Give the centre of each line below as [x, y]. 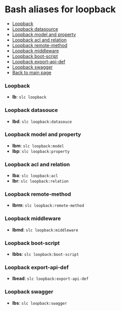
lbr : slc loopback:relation [40, 181]
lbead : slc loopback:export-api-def [50, 279]
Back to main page [32, 72]
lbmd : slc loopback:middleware [45, 230]
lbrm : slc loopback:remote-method [48, 205]
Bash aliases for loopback [60, 9]
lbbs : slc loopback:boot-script [46, 254]
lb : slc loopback [29, 97]
